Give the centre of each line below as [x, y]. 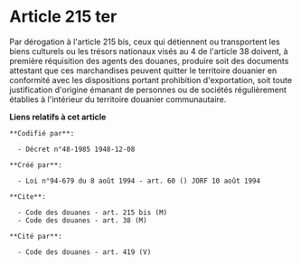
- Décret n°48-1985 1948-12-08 [76, 149]
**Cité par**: [36, 236]
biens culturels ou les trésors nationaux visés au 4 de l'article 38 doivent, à [149, 51]
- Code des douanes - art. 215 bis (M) [93, 212]
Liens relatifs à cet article [58, 117]
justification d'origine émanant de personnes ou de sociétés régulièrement [148, 90]
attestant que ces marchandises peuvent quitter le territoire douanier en [143, 71]
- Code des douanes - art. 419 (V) [85, 252]
